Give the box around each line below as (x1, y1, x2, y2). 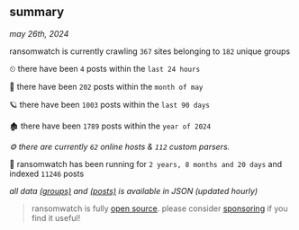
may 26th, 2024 (9, 28, 69, 39)
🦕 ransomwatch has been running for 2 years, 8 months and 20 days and (9, 158, 283, 169)
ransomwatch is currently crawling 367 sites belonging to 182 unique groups (9, 46, 291, 57)
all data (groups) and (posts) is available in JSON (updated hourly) (9, 185, 258, 196)
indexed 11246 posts (9, 168, 85, 179)
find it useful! (31, 212, 81, 223)
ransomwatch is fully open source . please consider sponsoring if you (31, 203, 288, 214)
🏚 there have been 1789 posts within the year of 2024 (9, 120, 212, 131)
